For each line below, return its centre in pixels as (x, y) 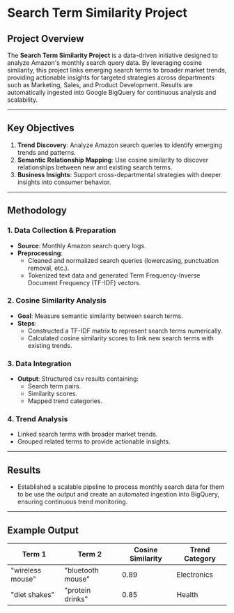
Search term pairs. (54, 386)
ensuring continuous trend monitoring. (72, 502)
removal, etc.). (48, 268)
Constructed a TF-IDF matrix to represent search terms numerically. (125, 331)
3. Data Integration (39, 363)
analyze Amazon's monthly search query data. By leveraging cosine (105, 63)
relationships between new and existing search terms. (95, 167)
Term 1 (34, 554)
